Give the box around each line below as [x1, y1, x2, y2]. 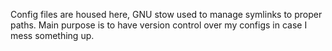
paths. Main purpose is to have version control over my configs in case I [10, 19, 308, 31]
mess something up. [10, 30, 95, 41]
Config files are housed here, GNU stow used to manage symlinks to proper [10, 9, 323, 20]
